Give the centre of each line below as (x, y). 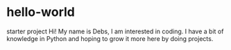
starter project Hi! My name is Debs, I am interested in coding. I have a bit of (115, 31)
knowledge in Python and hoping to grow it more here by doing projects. (110, 38)
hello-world (41, 12)
